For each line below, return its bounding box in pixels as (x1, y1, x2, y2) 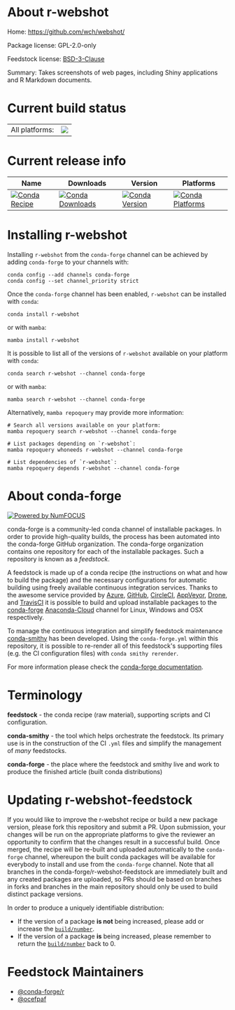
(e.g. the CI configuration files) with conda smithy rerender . (7, 649, 178, 657)
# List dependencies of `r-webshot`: (7, 458, 117, 465)
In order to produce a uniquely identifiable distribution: (7, 903, 164, 912)
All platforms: (10, 124, 55, 134)
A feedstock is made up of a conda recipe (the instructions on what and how (7, 568, 228, 576)
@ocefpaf (17, 995, 47, 1003)
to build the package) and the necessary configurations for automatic (7, 576, 208, 584)
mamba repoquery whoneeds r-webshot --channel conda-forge (7, 446, 183, 453)
